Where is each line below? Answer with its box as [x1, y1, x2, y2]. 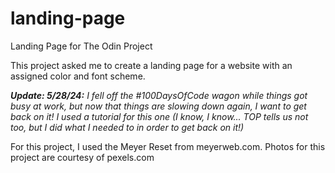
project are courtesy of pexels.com [10, 151, 155, 163]
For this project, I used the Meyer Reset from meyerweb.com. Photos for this [10, 140, 326, 152]
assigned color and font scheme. [10, 70, 146, 82]
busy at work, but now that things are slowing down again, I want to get [10, 100, 307, 112]
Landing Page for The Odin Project [10, 40, 153, 52]
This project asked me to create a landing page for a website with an [10, 59, 293, 71]
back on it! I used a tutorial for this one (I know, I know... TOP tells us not [10, 110, 309, 122]
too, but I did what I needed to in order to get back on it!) [10, 121, 245, 133]
